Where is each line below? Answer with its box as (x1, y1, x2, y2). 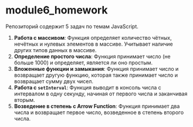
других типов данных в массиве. (13, 46, 97, 53)
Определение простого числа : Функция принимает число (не (13, 53, 171, 60)
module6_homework (5, 4, 108, 17)
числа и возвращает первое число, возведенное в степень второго (13, 109, 184, 116)
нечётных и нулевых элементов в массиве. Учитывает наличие (13, 40, 174, 47)
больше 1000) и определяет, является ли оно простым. (13, 59, 153, 66)
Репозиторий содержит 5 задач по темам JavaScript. (5, 23, 139, 30)
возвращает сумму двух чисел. (13, 77, 94, 85)
